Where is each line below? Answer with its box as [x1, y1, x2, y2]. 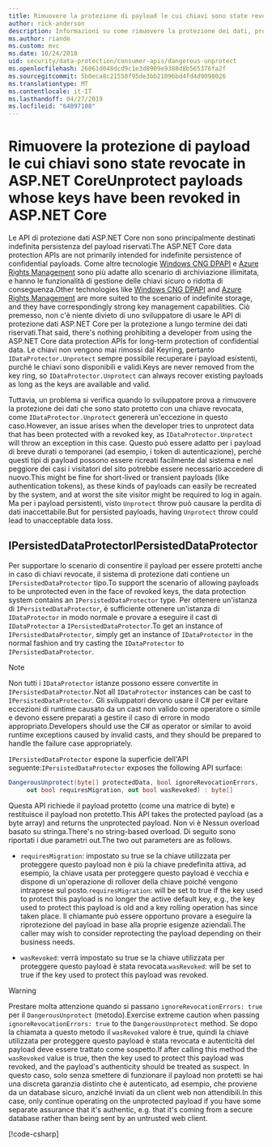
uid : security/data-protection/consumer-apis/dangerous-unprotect [8, 58, 237, 66]
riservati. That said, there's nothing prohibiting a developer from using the [8, 327, 253, 337]
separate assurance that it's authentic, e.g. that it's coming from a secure [8, 1104, 253, 1115]
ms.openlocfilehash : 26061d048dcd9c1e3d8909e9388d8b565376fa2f [8, 65, 227, 73]
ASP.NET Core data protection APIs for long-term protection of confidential [8, 336, 259, 346]
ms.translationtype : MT [8, 79, 89, 88]
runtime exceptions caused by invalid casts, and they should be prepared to [8, 730, 261, 739]
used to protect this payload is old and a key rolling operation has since [19, 902, 258, 912]
